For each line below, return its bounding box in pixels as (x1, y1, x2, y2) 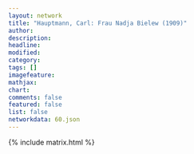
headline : (8, 41, 42, 49)
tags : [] (8, 64, 38, 72)
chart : (8, 85, 30, 94)
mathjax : (8, 78, 38, 86)
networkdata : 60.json (8, 116, 81, 124)
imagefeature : (8, 71, 56, 79)
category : (8, 57, 42, 65)
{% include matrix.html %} (8, 137, 95, 147)
